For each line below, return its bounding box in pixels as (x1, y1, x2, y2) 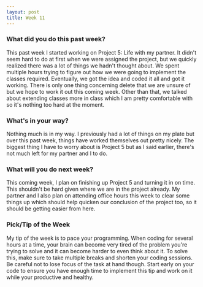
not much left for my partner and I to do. (6, 150, 108, 157)
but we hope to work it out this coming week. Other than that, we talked (6, 88, 187, 95)
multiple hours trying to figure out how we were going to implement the (6, 68, 186, 75)
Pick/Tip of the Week (6, 220, 71, 229)
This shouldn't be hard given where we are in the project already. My (6, 185, 180, 193)
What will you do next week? (6, 165, 94, 174)
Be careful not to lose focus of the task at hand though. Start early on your (6, 260, 194, 267)
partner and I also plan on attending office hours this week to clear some (6, 192, 190, 199)
